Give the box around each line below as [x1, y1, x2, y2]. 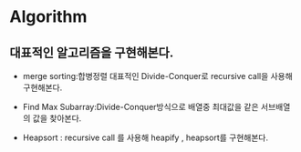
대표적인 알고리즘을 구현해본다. [9, 45, 174, 60]
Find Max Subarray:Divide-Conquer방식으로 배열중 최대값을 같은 [22, 102, 259, 112]
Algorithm [9, 6, 88, 27]
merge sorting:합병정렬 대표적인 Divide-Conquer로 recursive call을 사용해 [22, 71, 294, 81]
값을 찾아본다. [32, 113, 82, 124]
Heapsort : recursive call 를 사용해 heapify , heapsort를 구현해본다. [22, 132, 269, 143]
